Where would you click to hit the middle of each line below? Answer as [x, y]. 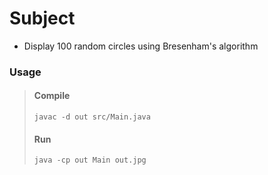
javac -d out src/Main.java [92, 117]
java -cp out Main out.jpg [90, 160]
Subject [42, 18]
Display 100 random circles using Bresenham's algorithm [141, 46]
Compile [52, 96]
